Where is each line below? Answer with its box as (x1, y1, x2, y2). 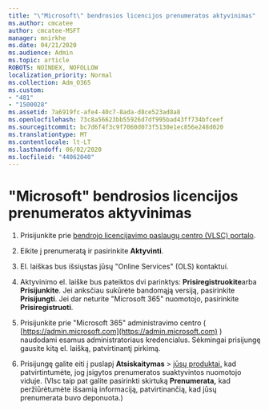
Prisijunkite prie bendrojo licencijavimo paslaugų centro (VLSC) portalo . (19, 231, 256, 241)
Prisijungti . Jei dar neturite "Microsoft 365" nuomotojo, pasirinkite (19, 294, 239, 304)
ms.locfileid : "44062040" (8, 153, 94, 161)
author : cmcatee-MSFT (8, 26, 81, 34)
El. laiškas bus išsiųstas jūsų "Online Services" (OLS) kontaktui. (19, 261, 229, 272)
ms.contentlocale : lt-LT (8, 137, 91, 146)
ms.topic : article (8, 57, 70, 65)
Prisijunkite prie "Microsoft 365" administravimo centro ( (19, 318, 207, 328)
